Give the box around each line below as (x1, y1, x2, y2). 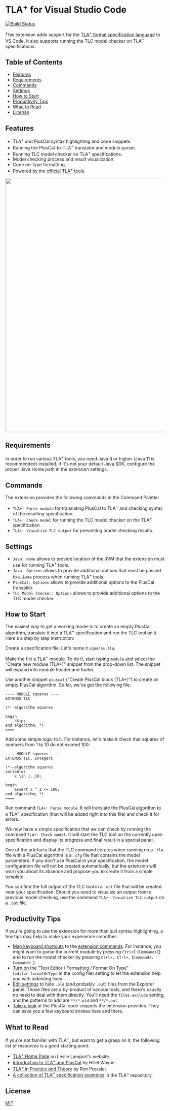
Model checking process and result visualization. (12, 156, 115, 162)
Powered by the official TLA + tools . (12, 167, 86, 174)
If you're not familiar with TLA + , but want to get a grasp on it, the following (5, 1036, 160, 1043)
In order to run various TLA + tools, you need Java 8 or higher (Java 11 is (5, 454, 155, 461)
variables (5, 769, 26, 774)
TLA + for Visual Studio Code (5, 2, 127, 16)
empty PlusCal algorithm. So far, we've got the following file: (5, 682, 132, 688)
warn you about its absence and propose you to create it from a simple (5, 869, 153, 875)
